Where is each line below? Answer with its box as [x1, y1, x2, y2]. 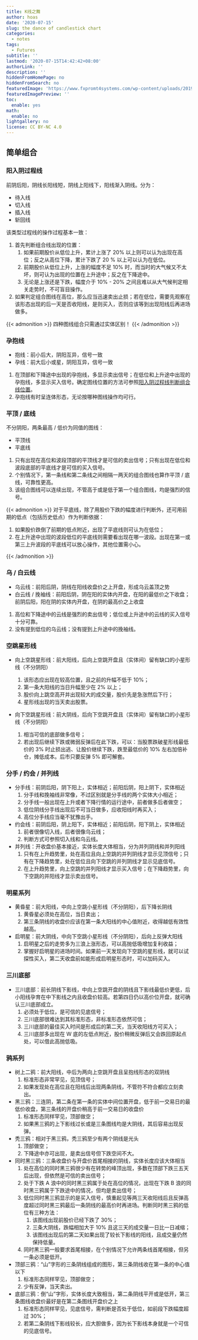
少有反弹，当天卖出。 [23, 1283, 75, 1290]
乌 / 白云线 [6, 569, 36, 577]
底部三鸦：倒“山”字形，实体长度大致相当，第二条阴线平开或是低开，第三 [14, 1290, 190, 1297]
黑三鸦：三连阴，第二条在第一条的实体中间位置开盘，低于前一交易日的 [14, 1098, 186, 1105]
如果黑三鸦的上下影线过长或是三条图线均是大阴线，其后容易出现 [23, 1121, 179, 1128]
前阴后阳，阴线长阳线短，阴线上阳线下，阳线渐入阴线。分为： [6, 181, 156, 188]
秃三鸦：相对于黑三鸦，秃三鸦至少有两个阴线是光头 [14, 1135, 139, 1142]
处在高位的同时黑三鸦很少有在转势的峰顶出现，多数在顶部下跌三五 [23, 1165, 184, 1172]
